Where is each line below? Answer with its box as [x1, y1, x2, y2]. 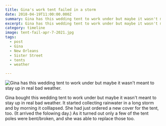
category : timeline [5, 26, 45, 31]
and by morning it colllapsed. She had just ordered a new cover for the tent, [5, 105, 159, 111]
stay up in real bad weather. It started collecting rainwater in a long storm [5, 100, 154, 106]
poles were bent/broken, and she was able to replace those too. [5, 116, 135, 122]
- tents [9, 58, 26, 63]
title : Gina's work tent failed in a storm [5, 7, 96, 12]
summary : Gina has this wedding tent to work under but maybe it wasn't [5, 16, 158, 21]
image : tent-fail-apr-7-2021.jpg [5, 30, 74, 35]
